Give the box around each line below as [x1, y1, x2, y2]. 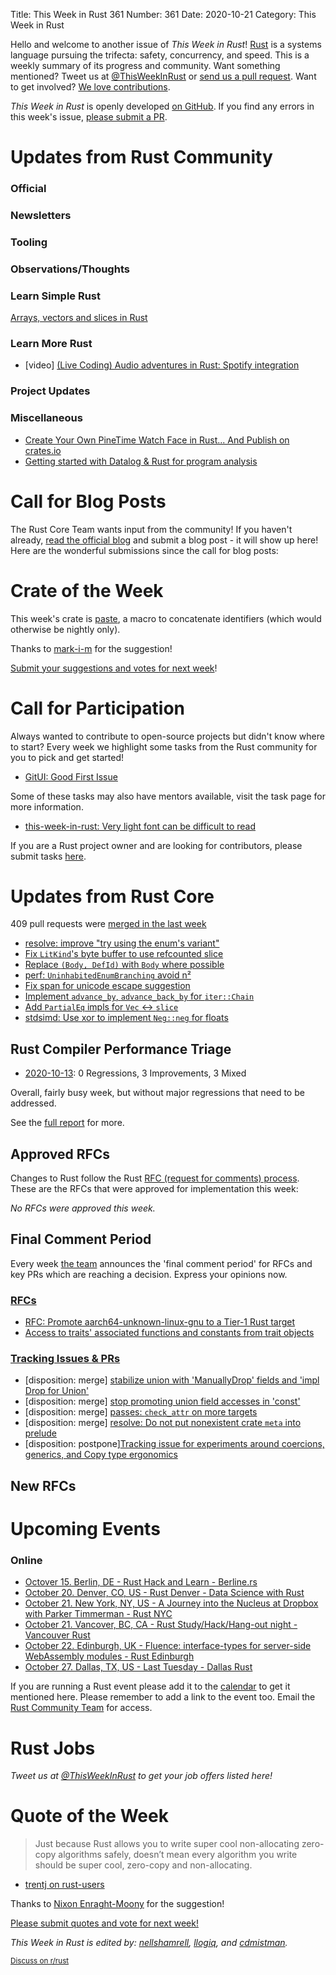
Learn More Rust [10, 337, 93, 351]
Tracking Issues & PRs [10, 1352, 121, 1366]
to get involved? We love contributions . [10, 81, 171, 93]
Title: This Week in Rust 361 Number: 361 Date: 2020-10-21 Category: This [10, 9, 317, 20]
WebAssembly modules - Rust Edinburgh [24, 1650, 195, 1663]
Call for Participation [10, 697, 186, 719]
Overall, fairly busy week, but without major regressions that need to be [10, 1087, 305, 1099]
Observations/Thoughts [10, 262, 130, 276]
